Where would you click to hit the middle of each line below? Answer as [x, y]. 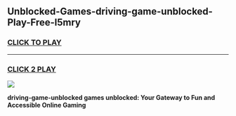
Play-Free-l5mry [44, 23]
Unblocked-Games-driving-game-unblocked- [110, 12]
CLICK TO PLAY [34, 43]
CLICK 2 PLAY [32, 69]
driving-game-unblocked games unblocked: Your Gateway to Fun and [111, 97]
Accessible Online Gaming [47, 105]
